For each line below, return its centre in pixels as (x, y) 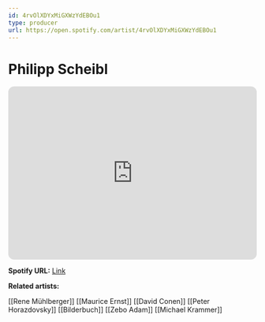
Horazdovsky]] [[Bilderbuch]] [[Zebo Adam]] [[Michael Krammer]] (115, 310)
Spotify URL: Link (37, 271)
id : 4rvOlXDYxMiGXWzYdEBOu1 (54, 15)
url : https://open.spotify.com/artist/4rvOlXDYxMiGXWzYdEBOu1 (112, 30)
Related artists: (34, 286)
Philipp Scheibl (58, 69)
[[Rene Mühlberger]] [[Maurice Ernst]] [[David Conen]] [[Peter (109, 302)
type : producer (33, 23)
